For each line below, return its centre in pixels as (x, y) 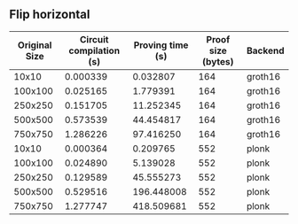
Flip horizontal (50, 15)
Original (35, 45)
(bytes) (218, 61)
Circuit (94, 39)
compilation (94, 50)
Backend (266, 50)
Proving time (161, 45)
